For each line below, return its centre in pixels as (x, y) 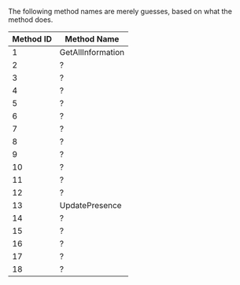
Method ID (32, 39)
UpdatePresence (90, 205)
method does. (31, 20)
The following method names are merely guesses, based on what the (120, 11)
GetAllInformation (92, 52)
